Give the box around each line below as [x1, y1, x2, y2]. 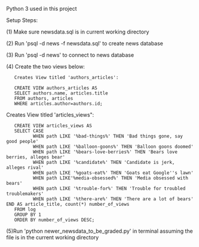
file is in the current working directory [6, 234, 99, 241]
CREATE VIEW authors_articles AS [14, 85, 97, 91]
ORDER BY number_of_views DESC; [14, 217, 95, 223]
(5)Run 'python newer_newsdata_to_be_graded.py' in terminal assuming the [6, 227, 193, 234]
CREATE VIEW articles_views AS [14, 123, 93, 129]
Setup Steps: [6, 17, 38, 23]
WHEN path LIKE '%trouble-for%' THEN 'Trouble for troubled [32, 185, 186, 191]
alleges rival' [6, 164, 44, 170]
